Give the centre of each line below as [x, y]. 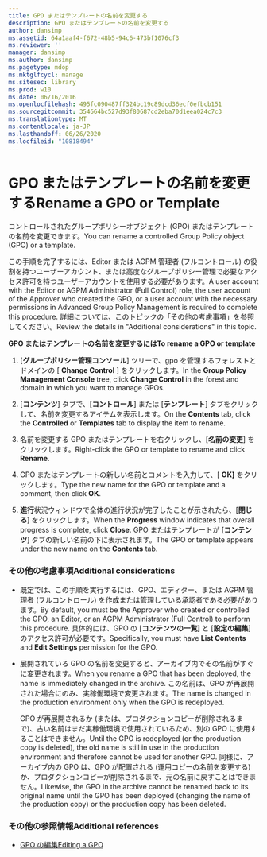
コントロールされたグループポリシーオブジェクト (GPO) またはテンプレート [131, 227]
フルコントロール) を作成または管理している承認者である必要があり [149, 599]
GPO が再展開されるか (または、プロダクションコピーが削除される [128, 718]
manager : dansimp [37, 52]
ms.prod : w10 [30, 89]
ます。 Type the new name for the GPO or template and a [133, 485]
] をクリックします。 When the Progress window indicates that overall [141, 520]
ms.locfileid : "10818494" [51, 141]
